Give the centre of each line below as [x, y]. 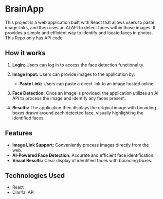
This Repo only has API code [34, 38]
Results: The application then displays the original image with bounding [84, 107]
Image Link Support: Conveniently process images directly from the [81, 145]
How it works [25, 53]
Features [19, 133]
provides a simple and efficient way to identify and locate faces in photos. [79, 33]
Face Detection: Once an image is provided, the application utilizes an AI [85, 93]
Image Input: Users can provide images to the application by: [73, 74]
